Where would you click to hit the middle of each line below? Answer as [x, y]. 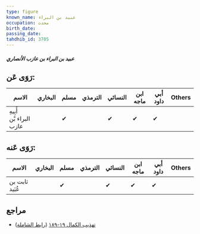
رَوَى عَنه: [21, 147]
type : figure [22, 12]
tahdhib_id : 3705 [28, 39]
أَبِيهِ [13, 111]
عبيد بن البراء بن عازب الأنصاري [40, 58]
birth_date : [21, 28]
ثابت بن [19, 182]
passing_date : [24, 34]
